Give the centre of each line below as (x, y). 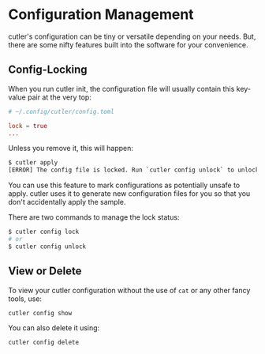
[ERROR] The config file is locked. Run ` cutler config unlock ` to (121, 170)
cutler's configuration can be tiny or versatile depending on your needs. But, (132, 36)
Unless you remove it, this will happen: (71, 149)
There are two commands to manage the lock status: (94, 217)
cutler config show (40, 313)
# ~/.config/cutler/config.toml (61, 111)
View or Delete (45, 271)
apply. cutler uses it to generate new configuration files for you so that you (129, 194)
